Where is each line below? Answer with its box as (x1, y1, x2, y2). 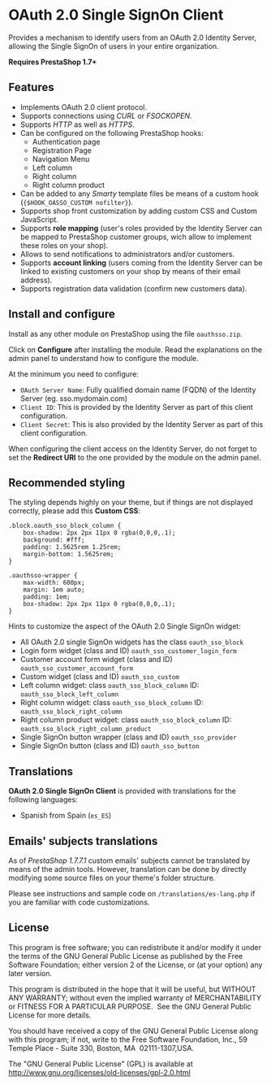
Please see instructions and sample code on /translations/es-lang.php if (8, 889, 256, 898)
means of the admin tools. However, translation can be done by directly (8, 865, 247, 874)
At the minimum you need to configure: (8, 368, 140, 379)
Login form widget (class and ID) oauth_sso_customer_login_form (19, 646, 237, 656)
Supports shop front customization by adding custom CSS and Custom (19, 206, 257, 216)
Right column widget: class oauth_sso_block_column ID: (19, 698, 204, 708)
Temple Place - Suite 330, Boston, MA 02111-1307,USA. (8, 1043, 195, 1052)
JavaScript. (19, 214, 59, 224)
